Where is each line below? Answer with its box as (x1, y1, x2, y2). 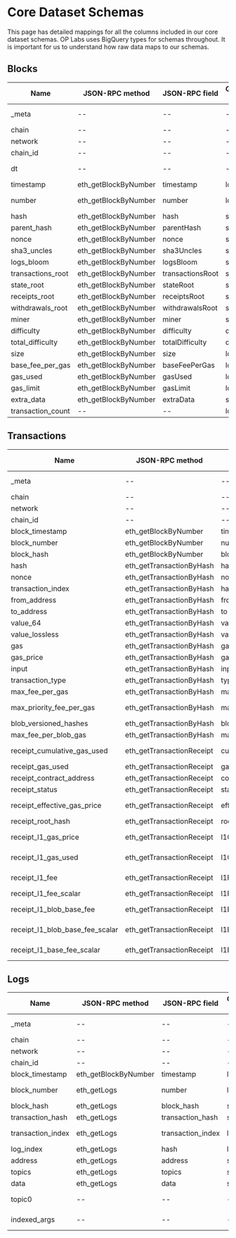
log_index (11, 1144, 43, 1154)
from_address (11, 595, 57, 605)
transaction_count (11, 406, 70, 416)
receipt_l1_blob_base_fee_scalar (11, 924, 119, 934)
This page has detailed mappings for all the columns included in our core (7, 27, 218, 36)
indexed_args (11, 1215, 55, 1225)
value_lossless (11, 629, 59, 639)
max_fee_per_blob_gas (11, 730, 86, 740)
